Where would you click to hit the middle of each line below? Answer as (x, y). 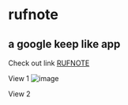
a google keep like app (64, 44)
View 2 (19, 94)
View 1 (19, 78)
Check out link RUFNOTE (49, 63)
